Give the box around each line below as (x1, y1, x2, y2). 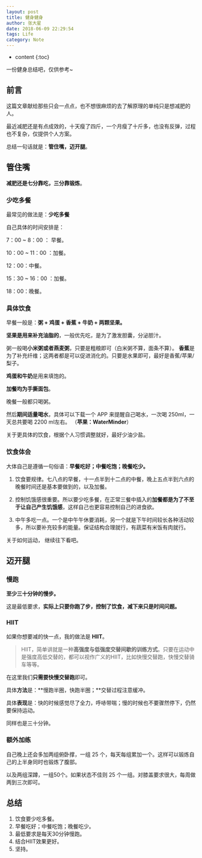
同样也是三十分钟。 (6, 719, 54, 727)
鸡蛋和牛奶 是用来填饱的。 (6, 372, 70, 380)
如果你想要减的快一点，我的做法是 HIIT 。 (6, 633, 108, 640)
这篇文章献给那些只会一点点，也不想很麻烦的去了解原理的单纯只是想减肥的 (6, 102, 191, 109)
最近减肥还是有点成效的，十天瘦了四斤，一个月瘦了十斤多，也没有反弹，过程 (6, 122, 196, 130)
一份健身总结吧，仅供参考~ (6, 66, 73, 73)
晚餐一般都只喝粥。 (6, 398, 54, 406)
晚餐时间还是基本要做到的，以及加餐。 (14, 483, 110, 490)
